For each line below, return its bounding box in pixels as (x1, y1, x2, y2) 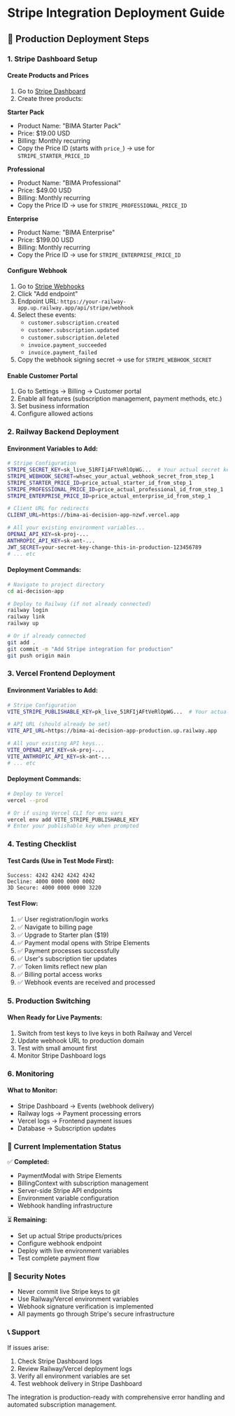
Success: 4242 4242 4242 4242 (7, 872, 96, 879)
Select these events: (17, 310, 77, 319)
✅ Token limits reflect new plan (17, 962, 107, 970)
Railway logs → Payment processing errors (17, 1109, 141, 1117)
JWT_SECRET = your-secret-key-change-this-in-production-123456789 (7, 544, 201, 551)
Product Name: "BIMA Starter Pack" (17, 121, 121, 130)
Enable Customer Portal (7, 371, 78, 380)
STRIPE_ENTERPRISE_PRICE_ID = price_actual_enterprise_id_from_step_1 (7, 493, 211, 500)
